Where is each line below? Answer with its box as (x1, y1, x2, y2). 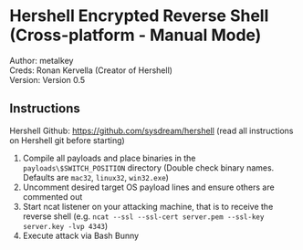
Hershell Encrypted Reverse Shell (9, 5, 269, 26)
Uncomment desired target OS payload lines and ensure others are (22, 182, 276, 193)
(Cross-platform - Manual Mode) (9, 25, 262, 46)
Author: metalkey (9, 55, 74, 66)
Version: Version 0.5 (9, 74, 86, 85)
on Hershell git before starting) (9, 134, 125, 146)
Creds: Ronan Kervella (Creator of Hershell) (9, 65, 173, 76)
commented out (22, 191, 83, 202)
